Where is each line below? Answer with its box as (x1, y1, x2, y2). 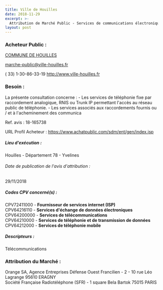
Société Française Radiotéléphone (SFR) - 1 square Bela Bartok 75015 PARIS (5, 279, 157, 285)
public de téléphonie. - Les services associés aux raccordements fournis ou (5, 105, 157, 110)
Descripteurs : (5, 234, 35, 239)
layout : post (5, 25, 32, 30)
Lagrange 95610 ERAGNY (5, 274, 56, 280)
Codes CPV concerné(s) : (5, 189, 57, 195)
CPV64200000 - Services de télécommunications (5, 212, 108, 218)
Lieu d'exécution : (5, 140, 42, 146)
